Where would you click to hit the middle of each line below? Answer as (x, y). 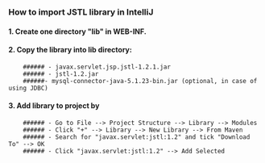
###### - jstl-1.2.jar (61, 74)
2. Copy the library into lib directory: (70, 50)
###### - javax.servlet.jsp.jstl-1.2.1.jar (97, 67)
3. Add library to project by (54, 106)
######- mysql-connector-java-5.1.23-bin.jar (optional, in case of (140, 81)
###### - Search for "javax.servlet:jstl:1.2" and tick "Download (137, 137)
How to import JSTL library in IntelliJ (81, 12)
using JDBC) (28, 88)
